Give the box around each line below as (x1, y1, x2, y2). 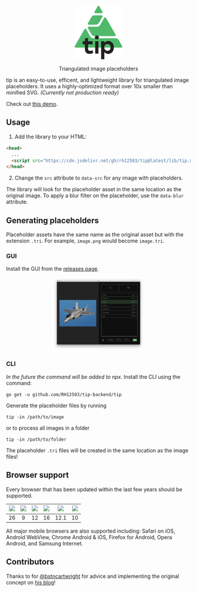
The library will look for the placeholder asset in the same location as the (6, 186, 182, 193)
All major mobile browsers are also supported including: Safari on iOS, (6, 527, 175, 534)
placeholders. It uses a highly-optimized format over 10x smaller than (6, 83, 173, 89)
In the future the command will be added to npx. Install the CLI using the (6, 373, 181, 380)
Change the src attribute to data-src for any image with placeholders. (14, 174, 184, 182)
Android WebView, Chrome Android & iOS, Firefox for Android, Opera (6, 533, 172, 541)
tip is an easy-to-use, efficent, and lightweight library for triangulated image (6, 77, 189, 84)
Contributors (6, 557, 55, 567)
